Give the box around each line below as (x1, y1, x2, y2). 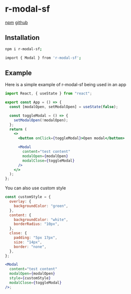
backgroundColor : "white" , (14, 217, 68, 222)
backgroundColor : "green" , (14, 203, 68, 208)
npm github (5, 19, 28, 25)
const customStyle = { (5, 195, 51, 200)
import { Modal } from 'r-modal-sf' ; (5, 55, 82, 60)
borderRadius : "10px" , (14, 221, 60, 227)
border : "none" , (14, 244, 47, 249)
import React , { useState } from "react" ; (5, 91, 92, 96)
